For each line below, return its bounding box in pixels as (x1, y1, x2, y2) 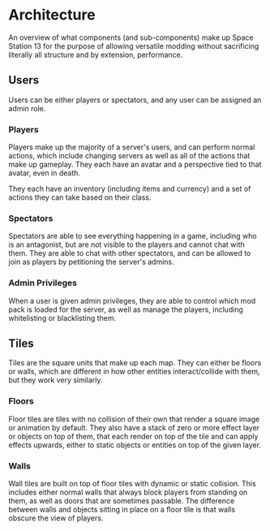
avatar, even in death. (8, 168, 81, 178)
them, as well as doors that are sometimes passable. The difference (8, 496, 235, 506)
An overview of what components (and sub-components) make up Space (8, 32, 254, 42)
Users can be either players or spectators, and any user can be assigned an (8, 95, 262, 105)
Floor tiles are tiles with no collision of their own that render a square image (8, 414, 260, 424)
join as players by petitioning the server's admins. (8, 257, 174, 267)
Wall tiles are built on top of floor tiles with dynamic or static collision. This (8, 479, 257, 489)
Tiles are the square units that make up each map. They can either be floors (8, 358, 262, 368)
